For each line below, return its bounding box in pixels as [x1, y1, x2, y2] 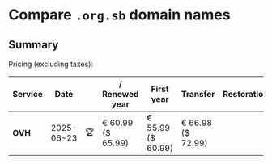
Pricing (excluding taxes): [8, 59, 94, 69]
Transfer [181, 89, 215, 99]
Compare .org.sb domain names [8, 6, 231, 24]
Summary [8, 38, 59, 52]
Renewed [102, 89, 139, 99]
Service [12, 89, 43, 99]
